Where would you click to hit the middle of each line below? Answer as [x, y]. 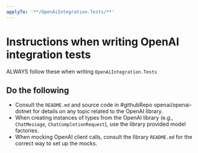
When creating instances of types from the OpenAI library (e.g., [94, 118]
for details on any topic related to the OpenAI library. [98, 111]
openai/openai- [173, 105]
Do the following [38, 90]
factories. [27, 131]
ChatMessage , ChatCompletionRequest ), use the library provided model [100, 124]
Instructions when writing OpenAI [93, 41]
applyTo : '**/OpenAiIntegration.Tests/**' [60, 12]
